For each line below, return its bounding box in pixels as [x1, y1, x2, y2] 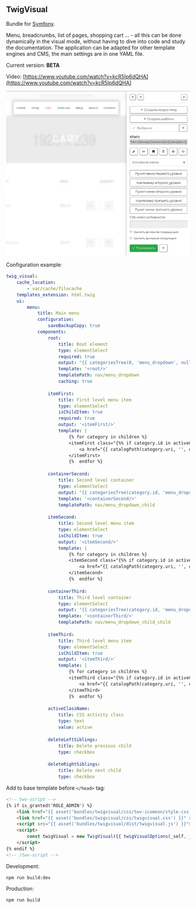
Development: [6, 862, 40, 869]
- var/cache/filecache [27, 285, 82, 292]
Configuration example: [6, 261, 62, 268]
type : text [58, 718, 85, 724]
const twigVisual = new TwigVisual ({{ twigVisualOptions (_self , [27, 834, 187, 839]
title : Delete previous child [58, 743, 132, 749]
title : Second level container [58, 477, 134, 483]
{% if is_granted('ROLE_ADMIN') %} [6, 803, 93, 808]
